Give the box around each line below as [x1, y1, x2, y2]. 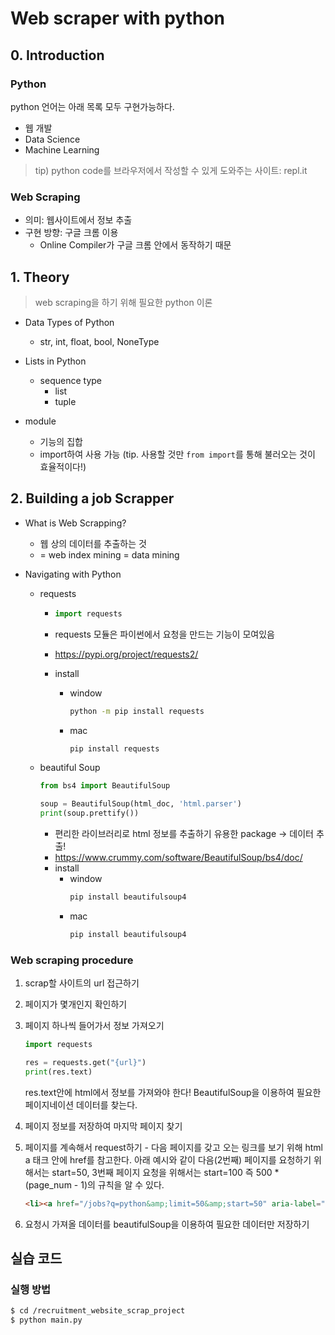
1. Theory [10, 268, 70, 286]
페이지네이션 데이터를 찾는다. [24, 1098, 138, 1111]
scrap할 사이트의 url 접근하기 [24, 977, 140, 989]
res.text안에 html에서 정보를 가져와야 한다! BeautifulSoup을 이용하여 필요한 [24, 1086, 322, 1098]
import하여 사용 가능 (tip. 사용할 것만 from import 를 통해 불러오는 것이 [39, 448, 316, 460]
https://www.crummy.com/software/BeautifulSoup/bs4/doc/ [54, 852, 303, 864]
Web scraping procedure [10, 953, 134, 967]
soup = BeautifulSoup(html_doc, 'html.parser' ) [39, 799, 242, 809]
